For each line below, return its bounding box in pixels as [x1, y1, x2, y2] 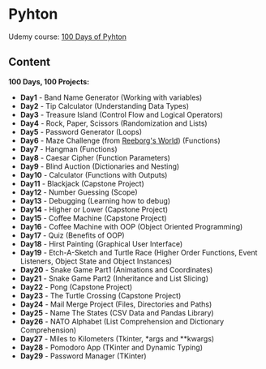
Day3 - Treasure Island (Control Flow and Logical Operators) [19, 109, 223, 119]
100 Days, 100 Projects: [8, 76, 90, 86]
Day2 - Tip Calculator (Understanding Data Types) [19, 101, 189, 110]
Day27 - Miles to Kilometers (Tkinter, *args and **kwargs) [19, 333, 215, 343]
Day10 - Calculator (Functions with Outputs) [19, 169, 168, 179]
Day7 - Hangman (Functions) [19, 144, 118, 154]
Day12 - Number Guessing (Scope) [19, 187, 138, 197]
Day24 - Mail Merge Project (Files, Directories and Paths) [19, 299, 212, 309]
